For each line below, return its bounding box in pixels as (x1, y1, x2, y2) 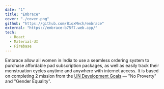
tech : (5, 30, 16, 35)
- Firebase (9, 44, 32, 49)
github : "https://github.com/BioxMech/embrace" (5, 21, 105, 26)
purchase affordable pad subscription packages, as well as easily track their (5, 62, 160, 68)
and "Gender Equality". (5, 78, 52, 84)
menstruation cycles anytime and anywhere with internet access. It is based (5, 67, 159, 74)
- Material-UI (9, 39, 38, 44)
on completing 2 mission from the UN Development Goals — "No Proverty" (5, 73, 157, 79)
